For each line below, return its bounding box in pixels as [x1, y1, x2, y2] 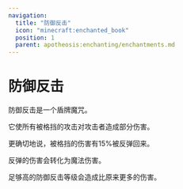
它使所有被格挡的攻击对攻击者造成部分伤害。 [8, 122, 154, 131]
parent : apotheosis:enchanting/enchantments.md [15, 41, 176, 49]
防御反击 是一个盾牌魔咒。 [8, 105, 92, 115]
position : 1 [15, 33, 55, 42]
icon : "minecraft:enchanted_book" [15, 26, 129, 34]
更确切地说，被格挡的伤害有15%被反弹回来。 [8, 139, 154, 149]
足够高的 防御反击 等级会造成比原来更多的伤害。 [8, 172, 161, 182]
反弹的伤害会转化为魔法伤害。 [8, 156, 105, 165]
